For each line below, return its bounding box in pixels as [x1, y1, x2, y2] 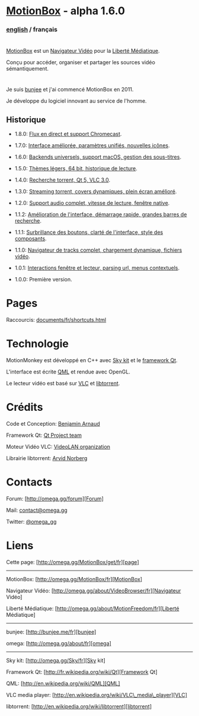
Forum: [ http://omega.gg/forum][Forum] [6, 495, 104, 502]
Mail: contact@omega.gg [6, 506, 68, 514]
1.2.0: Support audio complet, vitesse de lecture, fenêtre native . [14, 199, 170, 207]
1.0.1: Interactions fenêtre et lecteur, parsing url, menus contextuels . [14, 264, 180, 271]
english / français [6, 26, 58, 34]
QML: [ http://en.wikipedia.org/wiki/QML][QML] [6, 680, 120, 687]
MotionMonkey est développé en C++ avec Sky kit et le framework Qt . [6, 357, 178, 364]
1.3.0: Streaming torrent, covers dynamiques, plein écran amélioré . [14, 188, 177, 195]
